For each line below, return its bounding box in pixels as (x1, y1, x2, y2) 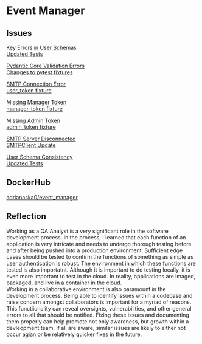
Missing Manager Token (6, 98, 67, 106)
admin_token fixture (6, 123, 56, 131)
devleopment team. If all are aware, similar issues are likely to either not (6, 324, 186, 331)
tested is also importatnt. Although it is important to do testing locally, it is (6, 266, 190, 273)
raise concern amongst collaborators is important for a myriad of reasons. (6, 298, 192, 306)
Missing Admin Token (6, 117, 61, 124)
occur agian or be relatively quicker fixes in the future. (6, 331, 142, 338)
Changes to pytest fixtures (6, 69, 73, 76)
